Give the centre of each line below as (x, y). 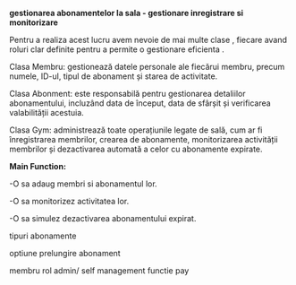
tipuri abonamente (43, 236)
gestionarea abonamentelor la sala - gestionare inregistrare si (127, 13)
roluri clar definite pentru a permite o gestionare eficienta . (117, 49)
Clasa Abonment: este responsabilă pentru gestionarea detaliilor (127, 94)
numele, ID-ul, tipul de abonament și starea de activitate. (114, 76)
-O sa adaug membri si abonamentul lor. (84, 184)
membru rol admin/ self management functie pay (99, 271)
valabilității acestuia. (47, 112)
